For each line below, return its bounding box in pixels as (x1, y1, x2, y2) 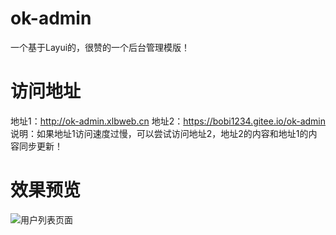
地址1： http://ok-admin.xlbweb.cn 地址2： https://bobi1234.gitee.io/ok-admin (10, 115, 326, 127)
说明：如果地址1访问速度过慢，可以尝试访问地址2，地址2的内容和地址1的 (10, 127, 309, 139)
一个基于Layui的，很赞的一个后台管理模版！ (10, 41, 191, 53)
